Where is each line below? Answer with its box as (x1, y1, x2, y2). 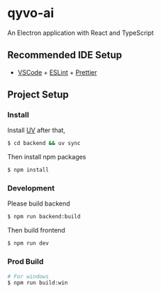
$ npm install (7, 166, 50, 174)
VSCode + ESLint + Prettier (17, 68, 97, 76)
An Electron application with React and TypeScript (7, 28, 154, 37)
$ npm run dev (7, 240, 50, 247)
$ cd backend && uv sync (7, 140, 81, 147)
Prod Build (7, 257, 44, 267)
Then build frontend (7, 226, 66, 235)
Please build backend (7, 199, 71, 208)
